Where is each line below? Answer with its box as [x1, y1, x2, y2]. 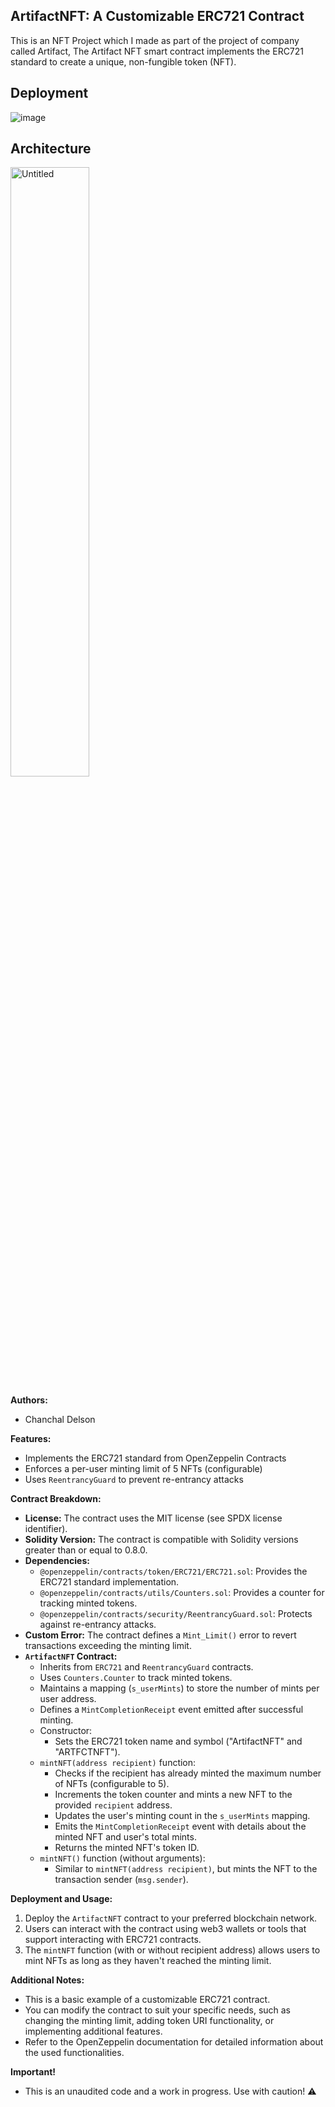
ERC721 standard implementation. [39, 1576, 180, 1588]
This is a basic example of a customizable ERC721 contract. [24, 1994, 271, 2006]
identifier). [24, 1523, 68, 1535]
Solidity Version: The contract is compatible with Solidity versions [24, 1534, 299, 1546]
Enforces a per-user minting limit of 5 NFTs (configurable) [24, 1463, 263, 1475]
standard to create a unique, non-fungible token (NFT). [10, 55, 237, 68]
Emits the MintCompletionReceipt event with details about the [54, 1820, 307, 1833]
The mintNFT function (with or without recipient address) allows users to [24, 1944, 321, 1956]
